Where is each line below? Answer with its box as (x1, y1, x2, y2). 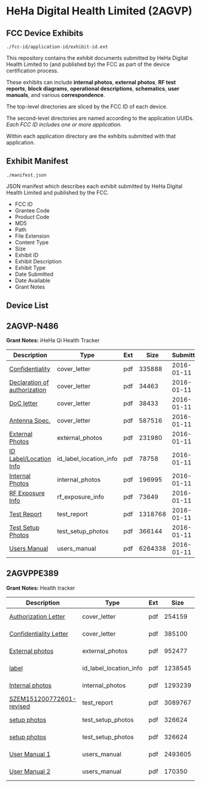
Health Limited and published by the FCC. (6, 189, 109, 196)
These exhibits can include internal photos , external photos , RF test (6, 79, 176, 86)
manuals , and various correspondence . (6, 92, 105, 98)
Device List (6, 300, 49, 311)
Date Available (14, 276, 51, 284)
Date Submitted (14, 271, 54, 278)
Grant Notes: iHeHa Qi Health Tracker (6, 337, 100, 344)
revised (9, 702, 31, 710)
